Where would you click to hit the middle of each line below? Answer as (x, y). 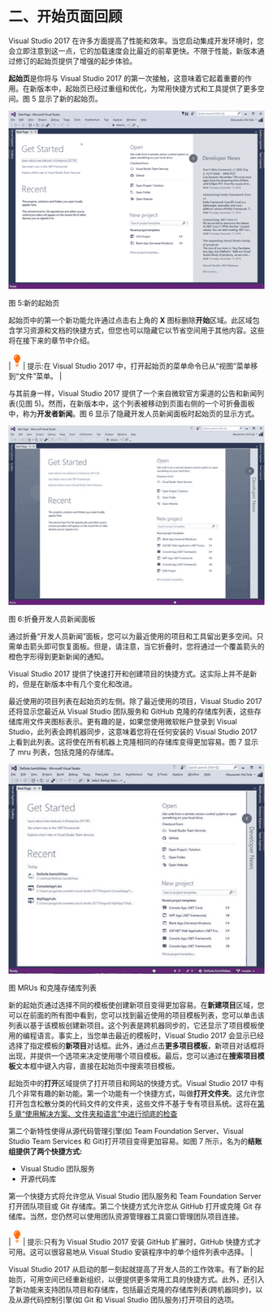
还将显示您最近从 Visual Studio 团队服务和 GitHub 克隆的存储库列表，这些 (131, 711)
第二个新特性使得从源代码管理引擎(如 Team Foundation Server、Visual (126, 1131)
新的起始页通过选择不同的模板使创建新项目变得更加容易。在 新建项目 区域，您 (136, 1005)
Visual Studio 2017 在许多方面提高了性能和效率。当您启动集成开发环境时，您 (136, 41)
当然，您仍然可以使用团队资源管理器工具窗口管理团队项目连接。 (136, 1216)
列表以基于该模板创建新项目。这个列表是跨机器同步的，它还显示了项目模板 (133, 1025)
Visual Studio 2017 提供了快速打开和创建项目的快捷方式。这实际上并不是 (129, 674)
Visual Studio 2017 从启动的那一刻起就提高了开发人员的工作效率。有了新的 (133, 1269)
